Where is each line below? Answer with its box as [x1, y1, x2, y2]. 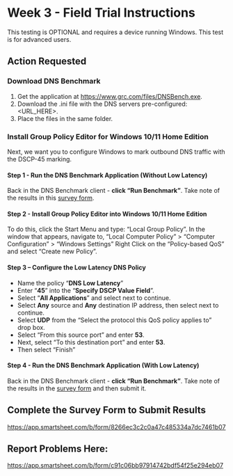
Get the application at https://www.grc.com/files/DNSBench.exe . [17, 92, 203, 100]
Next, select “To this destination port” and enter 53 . [17, 338, 166, 346]
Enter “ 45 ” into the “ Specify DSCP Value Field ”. [17, 286, 154, 294]
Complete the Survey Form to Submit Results [7, 404, 207, 416]
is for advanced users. [7, 35, 72, 43]
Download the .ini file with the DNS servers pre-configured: [17, 100, 188, 108]
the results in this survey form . [7, 193, 95, 203]
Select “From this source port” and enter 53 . [17, 331, 145, 339]
